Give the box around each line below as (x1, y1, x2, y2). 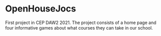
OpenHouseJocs (5, 3, 76, 14)
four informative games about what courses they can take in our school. (5, 24, 153, 30)
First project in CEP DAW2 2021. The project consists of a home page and (5, 19, 157, 25)
